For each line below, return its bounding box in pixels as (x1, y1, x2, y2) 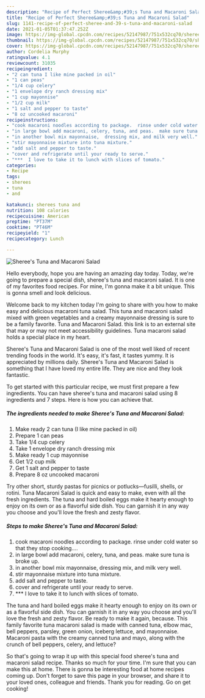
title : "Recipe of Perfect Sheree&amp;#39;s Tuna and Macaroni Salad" (6, 15, 190, 21)
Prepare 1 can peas (15, 432, 64, 439)
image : (6, 32, 23, 38)
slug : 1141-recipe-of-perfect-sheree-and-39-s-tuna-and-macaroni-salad (6, 20, 192, 26)
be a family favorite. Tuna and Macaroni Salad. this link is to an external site (6, 320, 196, 327)
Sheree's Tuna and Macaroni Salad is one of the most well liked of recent (6, 345, 190, 352)
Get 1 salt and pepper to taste (15, 464, 90, 471)
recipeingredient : (6, 65, 53, 72)
